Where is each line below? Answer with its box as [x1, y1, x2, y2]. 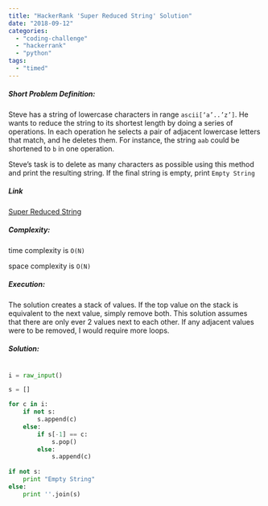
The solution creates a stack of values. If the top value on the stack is [8, 300, 239, 309]
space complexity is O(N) [8, 261, 91, 271]
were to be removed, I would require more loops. [8, 326, 170, 335]
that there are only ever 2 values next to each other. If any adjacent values [8, 317, 255, 326]
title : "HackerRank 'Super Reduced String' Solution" [8, 11, 193, 20]
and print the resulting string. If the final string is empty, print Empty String [8, 168, 255, 177]
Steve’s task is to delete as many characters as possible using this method [8, 159, 255, 169]
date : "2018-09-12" [8, 19, 74, 27]
